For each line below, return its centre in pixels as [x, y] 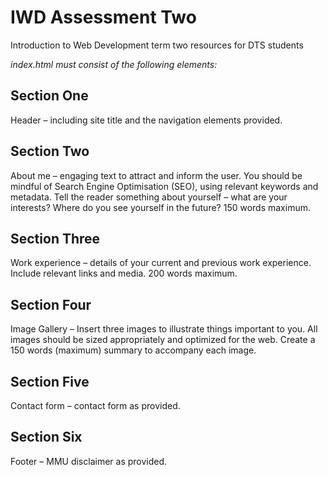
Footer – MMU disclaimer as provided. [89, 461]
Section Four [51, 304]
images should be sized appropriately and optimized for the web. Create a [163, 340]
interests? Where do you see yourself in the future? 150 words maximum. [160, 207]
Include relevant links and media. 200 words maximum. [124, 273]
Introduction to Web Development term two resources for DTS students [157, 45]
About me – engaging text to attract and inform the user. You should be [156, 175]
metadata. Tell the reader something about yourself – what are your [149, 197]
